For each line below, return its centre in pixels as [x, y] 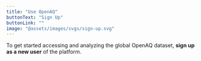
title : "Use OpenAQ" [32, 12]
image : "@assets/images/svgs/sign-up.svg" [60, 28]
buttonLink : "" [25, 23]
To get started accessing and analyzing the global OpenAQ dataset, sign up [101, 45]
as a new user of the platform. [44, 52]
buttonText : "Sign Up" [35, 17]
